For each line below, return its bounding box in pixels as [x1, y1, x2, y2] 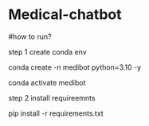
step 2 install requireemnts [8, 93, 96, 102]
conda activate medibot [8, 78, 86, 87]
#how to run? [8, 32, 52, 41]
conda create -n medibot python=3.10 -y [8, 62, 142, 72]
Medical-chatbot [8, 6, 122, 24]
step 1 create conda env [8, 47, 88, 56]
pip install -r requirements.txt [8, 109, 104, 118]
